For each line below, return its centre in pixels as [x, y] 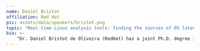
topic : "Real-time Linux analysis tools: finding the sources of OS [93, 28]
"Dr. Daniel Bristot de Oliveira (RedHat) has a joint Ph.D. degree [104, 39]
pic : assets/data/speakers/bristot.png [56, 22]
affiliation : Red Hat [33, 17]
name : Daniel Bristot [33, 11]
